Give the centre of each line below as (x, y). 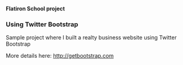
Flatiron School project (35, 9)
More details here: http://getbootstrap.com (60, 55)
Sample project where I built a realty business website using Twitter (91, 37)
